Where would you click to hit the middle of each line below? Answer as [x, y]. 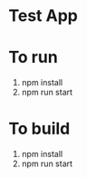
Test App [43, 16]
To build [39, 129]
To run [33, 58]
